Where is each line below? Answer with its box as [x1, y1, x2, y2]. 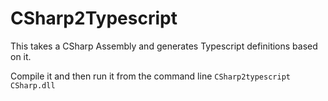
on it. [10, 50, 32, 62]
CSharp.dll [10, 80, 56, 91]
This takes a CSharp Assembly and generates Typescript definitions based [10, 40, 318, 52]
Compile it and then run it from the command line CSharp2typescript [10, 70, 291, 82]
